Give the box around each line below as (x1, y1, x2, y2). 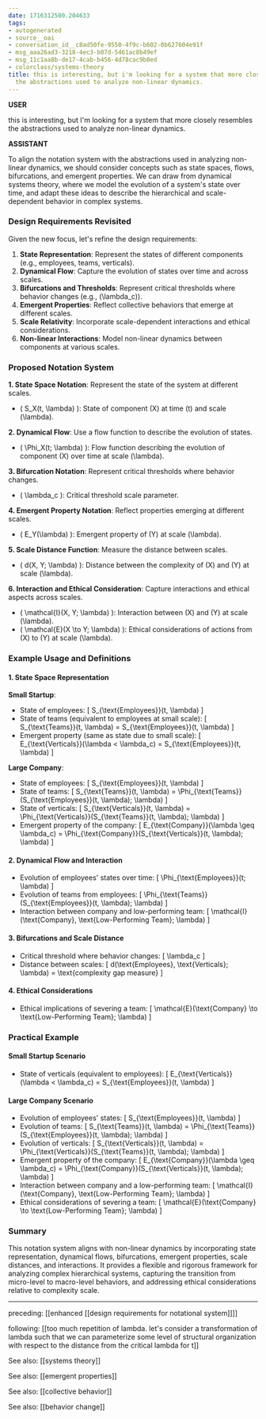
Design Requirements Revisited (8, 216, 132, 227)
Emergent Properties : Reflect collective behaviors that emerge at (19, 300, 234, 309)
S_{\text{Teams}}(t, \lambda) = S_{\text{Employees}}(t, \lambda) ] (19, 722, 235, 732)
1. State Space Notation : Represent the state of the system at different (8, 380, 239, 389)
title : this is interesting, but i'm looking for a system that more (8, 71, 243, 78)
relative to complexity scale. (8, 1286, 101, 1295)
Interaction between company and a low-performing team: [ (19, 1180, 215, 1190)
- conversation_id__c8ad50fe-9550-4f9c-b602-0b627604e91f (8, 41, 203, 49)
